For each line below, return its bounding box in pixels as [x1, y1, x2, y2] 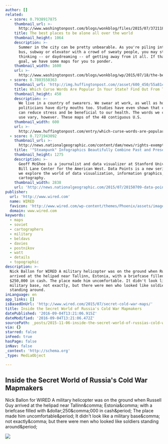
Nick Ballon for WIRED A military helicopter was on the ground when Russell [5, 397, 161, 403]
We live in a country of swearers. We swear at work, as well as [18, 101, 157, 106]
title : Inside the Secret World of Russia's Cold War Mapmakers [5, 306, 142, 311]
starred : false [5, 329, 37, 335]
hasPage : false [5, 339, 37, 344]
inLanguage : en [5, 292, 37, 297]
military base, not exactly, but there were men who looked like [9, 283, 149, 288]
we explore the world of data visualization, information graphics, [18, 171, 164, 176]
